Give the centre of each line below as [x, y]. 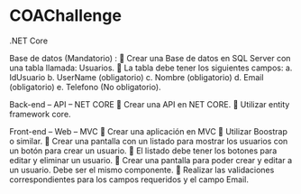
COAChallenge [65, 16]
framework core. [40, 114]
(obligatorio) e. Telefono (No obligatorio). [85, 87]
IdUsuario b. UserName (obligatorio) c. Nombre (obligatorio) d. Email [137, 77]
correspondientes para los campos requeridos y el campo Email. [129, 179]
